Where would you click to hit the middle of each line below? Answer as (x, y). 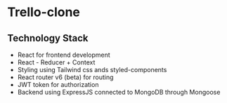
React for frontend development (64, 55)
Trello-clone (44, 12)
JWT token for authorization (58, 84)
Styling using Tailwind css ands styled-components (92, 70)
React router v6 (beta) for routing (65, 77)
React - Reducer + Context (56, 62)
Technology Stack (48, 38)
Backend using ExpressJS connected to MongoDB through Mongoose (119, 92)
